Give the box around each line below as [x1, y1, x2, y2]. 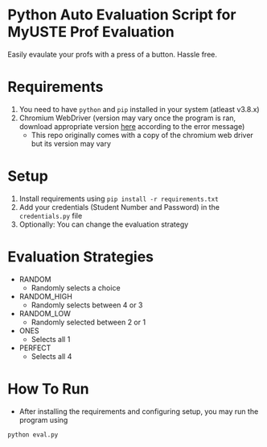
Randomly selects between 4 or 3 [31, 300, 143, 310]
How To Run [7, 379, 89, 398]
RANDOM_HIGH [18, 291, 73, 301]
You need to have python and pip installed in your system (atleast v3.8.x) [18, 104, 260, 114]
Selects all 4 [31, 351, 72, 361]
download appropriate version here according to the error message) [18, 121, 245, 131]
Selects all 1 [31, 334, 71, 344]
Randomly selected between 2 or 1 [31, 317, 146, 327]
